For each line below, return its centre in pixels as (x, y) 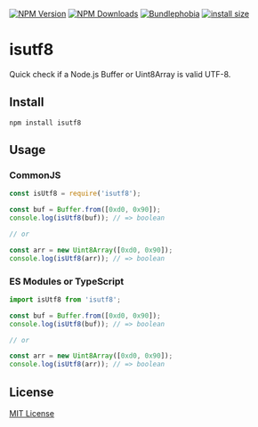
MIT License (32, 414)
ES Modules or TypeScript (67, 281)
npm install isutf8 (45, 123)
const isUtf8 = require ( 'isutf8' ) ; (75, 194)
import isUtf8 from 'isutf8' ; (65, 299)
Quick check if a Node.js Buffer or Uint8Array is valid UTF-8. (120, 74)
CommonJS (35, 175)
